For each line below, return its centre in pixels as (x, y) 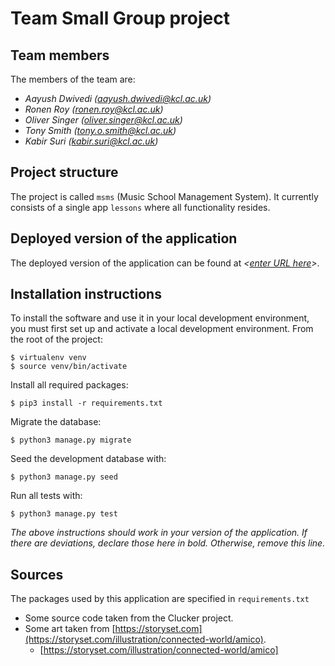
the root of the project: (56, 339)
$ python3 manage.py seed (64, 477)
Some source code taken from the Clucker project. (129, 618)
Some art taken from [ (70, 629)
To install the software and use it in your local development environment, (160, 318)
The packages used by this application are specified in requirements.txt (160, 599)
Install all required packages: (69, 385)
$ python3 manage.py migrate (71, 440)
